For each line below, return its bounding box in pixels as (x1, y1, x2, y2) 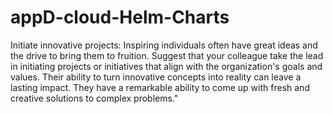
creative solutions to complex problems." (10, 92, 179, 104)
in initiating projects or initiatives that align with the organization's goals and (10, 60, 323, 72)
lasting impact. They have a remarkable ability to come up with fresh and (10, 81, 310, 93)
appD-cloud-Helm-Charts (10, 6, 230, 29)
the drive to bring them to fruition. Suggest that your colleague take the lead (10, 49, 324, 61)
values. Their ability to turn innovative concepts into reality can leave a (10, 71, 302, 83)
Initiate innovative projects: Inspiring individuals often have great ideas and (10, 39, 318, 51)
